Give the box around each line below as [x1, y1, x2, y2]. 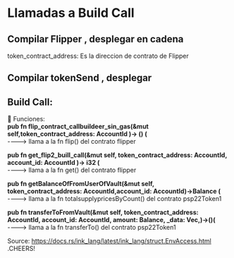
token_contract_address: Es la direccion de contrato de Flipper [7, 51, 189, 60]
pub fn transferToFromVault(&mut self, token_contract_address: [7, 208, 199, 216]
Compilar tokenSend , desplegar [7, 72, 152, 84]
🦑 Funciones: [7, 115, 46, 123]
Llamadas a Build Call [7, 5, 135, 21]
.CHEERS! [7, 245, 35, 253]
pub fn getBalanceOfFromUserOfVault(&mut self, [7, 180, 154, 188]
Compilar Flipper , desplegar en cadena [7, 33, 184, 45]
